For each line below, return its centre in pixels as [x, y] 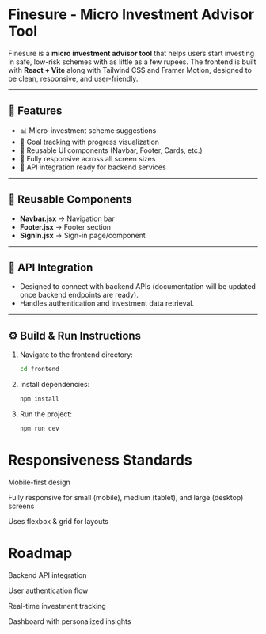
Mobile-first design [40, 482]
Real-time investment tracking [57, 606]
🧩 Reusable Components [70, 199]
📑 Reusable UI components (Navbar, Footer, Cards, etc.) [111, 150]
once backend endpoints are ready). [79, 295]
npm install [39, 399]
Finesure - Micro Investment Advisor [131, 15]
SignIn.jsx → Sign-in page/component [83, 235]
